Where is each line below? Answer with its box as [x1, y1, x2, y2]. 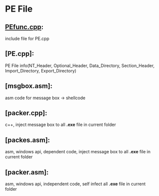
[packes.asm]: [5, 136, 50, 144]
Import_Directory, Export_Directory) [5, 68, 77, 73]
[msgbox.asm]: [5, 82, 53, 90]
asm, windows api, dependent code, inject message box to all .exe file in [5, 149, 151, 155]
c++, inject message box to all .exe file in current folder [5, 122, 116, 127]
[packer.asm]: [5, 168, 49, 176]
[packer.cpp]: [5, 109, 48, 117]
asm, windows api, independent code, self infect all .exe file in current [5, 181, 146, 187]
